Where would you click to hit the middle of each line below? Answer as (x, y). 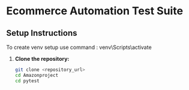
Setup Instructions (42, 33)
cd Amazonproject (37, 75)
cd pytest (27, 81)
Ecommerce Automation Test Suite (95, 11)
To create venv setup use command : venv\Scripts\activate (79, 47)
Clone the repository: (42, 59)
